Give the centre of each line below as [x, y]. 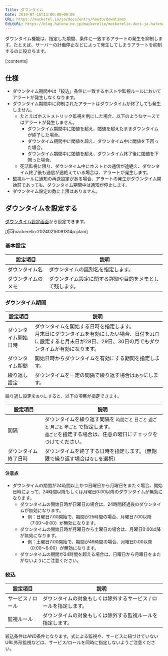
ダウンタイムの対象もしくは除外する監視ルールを [100, 615]
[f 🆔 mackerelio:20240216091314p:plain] [47, 231]
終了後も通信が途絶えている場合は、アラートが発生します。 [90, 173]
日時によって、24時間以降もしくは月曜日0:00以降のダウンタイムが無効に [87, 491]
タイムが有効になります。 [69, 349]
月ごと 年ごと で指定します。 [82, 427]
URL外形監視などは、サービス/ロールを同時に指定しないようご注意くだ [78, 642]
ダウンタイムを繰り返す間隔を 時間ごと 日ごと [96, 419]
